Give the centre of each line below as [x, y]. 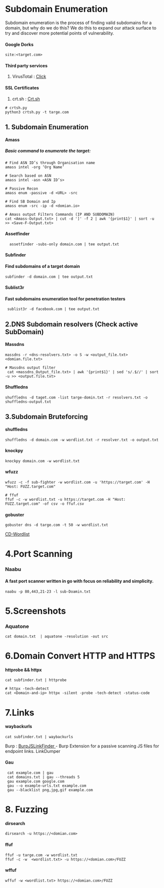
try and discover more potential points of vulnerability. [59, 33]
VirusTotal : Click [29, 77]
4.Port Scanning [39, 554]
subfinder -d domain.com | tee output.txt [49, 277]
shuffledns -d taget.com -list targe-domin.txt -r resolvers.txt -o [76, 398]
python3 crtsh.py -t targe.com [37, 112]
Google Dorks [19, 44]
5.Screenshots [35, 611]
